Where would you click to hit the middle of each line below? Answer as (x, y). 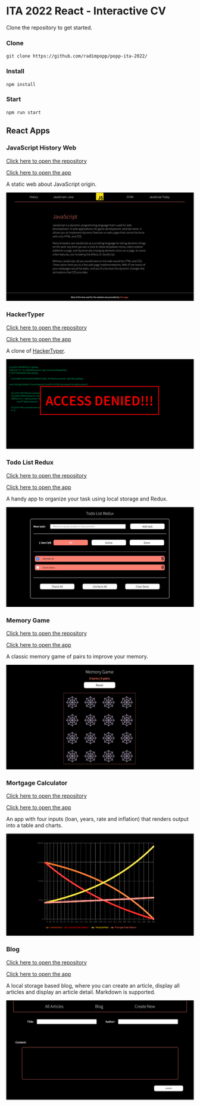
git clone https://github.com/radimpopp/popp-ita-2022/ (77, 56)
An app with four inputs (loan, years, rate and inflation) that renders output (97, 819)
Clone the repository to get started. (49, 28)
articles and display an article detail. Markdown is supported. (81, 992)
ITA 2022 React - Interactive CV (86, 11)
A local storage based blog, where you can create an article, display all (93, 985)
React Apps (28, 131)
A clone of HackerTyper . (36, 350)
